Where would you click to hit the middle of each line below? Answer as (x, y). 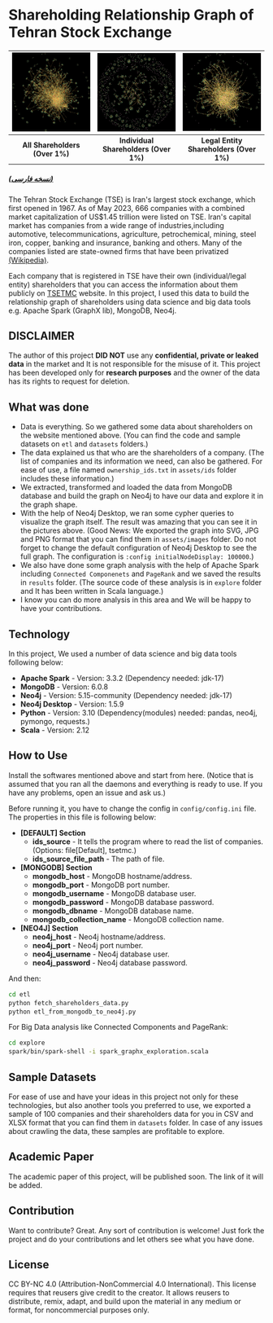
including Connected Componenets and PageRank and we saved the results (141, 574)
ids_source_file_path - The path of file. (98, 859)
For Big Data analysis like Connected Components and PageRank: (119, 1027)
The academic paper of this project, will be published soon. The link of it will (136, 1176)
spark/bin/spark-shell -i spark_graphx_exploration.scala (108, 1052)
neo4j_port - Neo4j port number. (88, 945)
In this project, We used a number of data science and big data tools (123, 654)
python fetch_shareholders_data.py (69, 1003)
